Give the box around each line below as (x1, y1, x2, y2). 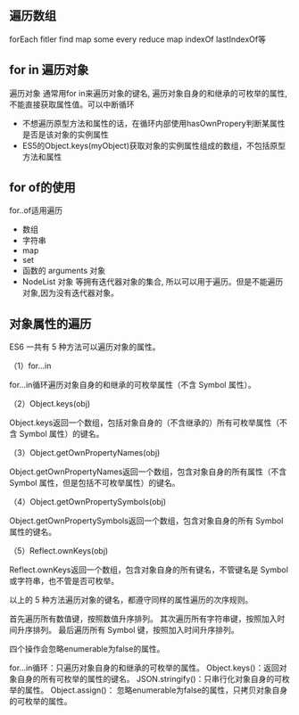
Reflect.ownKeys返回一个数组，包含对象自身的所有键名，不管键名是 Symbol (9, 564, 288, 575)
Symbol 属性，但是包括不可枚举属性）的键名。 (9, 478, 180, 489)
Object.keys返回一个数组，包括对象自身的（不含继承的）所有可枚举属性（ (9, 417, 279, 428)
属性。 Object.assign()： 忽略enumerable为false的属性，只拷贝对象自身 (24, 685, 288, 695)
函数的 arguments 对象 (21, 266, 105, 276)
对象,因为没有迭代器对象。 (21, 288, 119, 299)
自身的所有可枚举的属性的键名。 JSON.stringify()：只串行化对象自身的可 (16, 674, 283, 685)
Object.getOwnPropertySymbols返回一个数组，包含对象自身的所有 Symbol (9, 515, 284, 526)
